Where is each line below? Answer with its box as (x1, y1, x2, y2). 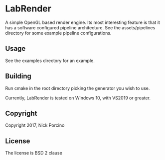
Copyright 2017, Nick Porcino (5, 122, 65, 128)
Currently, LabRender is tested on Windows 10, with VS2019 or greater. (5, 95, 151, 101)
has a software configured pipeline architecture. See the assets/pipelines (5, 24, 156, 30)
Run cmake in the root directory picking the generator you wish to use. (5, 85, 150, 91)
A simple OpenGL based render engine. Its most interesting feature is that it (5, 19, 161, 25)
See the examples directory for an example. (5, 58, 95, 64)
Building (5, 72, 31, 80)
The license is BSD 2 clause (5, 150, 62, 156)
